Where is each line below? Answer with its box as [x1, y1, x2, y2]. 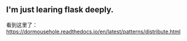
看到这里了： [6, 21, 38, 29]
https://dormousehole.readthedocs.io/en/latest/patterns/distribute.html [6, 28, 180, 35]
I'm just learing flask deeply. [6, 5, 114, 15]
